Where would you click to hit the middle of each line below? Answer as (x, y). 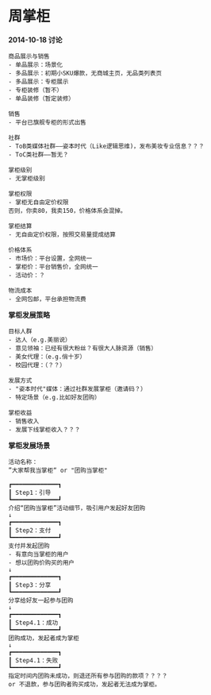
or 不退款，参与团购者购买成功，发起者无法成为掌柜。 (84, 684)
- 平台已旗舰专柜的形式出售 (48, 122)
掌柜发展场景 (29, 445)
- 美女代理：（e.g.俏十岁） (47, 357)
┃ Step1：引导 (30, 492)
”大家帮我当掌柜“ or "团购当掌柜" (58, 470)
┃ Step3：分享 (30, 585)
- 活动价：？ (27, 275)
